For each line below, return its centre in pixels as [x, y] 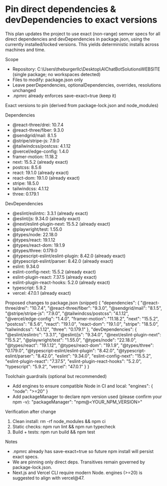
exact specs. [25, 456]
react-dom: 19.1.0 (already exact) [46, 178]
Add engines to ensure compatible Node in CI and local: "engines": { [83, 386]
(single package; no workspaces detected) [56, 74]
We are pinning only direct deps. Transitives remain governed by [79, 462]
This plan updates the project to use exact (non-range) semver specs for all [83, 34]
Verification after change [31, 411]
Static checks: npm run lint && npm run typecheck [64, 426]
